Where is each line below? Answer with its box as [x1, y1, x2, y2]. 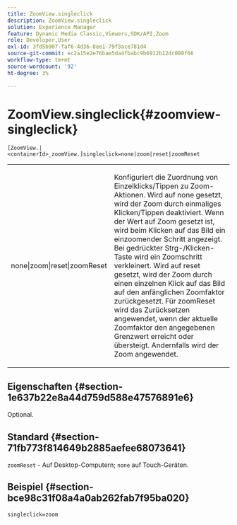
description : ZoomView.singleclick [7, 17, 112, 24]
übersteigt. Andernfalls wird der [114, 340, 219, 350]
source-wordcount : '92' [7, 63, 78, 70]
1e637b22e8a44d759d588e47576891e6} [7, 391, 194, 403]
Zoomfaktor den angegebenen [114, 323, 215, 333]
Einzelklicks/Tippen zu [114, 181, 189, 191]
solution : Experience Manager [7, 23, 97, 30]
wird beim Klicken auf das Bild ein [114, 226, 226, 236]
